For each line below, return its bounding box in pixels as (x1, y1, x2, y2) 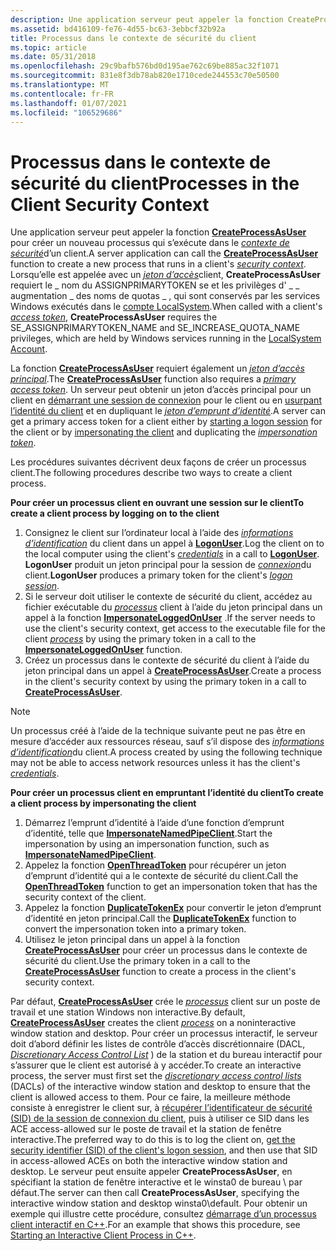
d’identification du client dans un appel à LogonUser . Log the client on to (24, 537, 325, 550)
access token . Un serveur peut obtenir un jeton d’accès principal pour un (10, 384, 312, 396)
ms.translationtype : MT (10, 80, 110, 90)
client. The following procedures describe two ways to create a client (10, 467, 293, 479)
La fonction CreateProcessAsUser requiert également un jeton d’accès (10, 362, 305, 375)
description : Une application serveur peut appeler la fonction (10, 14, 284, 25)
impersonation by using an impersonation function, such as (24, 838, 270, 850)
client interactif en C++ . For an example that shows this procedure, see (10, 1219, 301, 1231)
